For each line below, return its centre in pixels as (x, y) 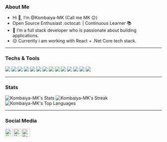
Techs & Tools (22, 58)
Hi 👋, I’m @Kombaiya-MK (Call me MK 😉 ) (55, 18)
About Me (17, 7)
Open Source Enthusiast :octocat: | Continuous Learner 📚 (72, 23)
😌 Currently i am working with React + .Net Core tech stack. (74, 41)
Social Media (21, 121)
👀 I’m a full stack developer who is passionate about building (74, 30)
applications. (25, 36)
